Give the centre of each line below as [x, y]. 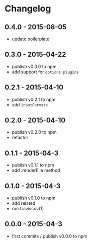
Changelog [28, 9]
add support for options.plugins [45, 72]
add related [24, 203]
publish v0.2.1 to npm [34, 99]
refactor [20, 138]
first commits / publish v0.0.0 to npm [49, 236]
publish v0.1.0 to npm [34, 198]
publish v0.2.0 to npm [34, 132]
